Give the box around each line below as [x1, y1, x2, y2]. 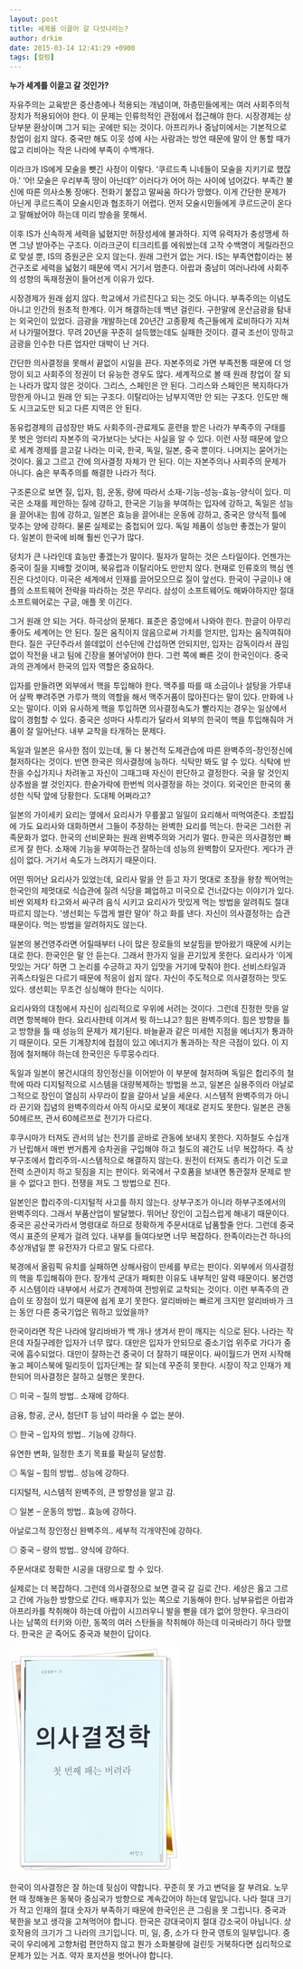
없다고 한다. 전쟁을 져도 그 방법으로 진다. [28, 1178, 171, 1189]
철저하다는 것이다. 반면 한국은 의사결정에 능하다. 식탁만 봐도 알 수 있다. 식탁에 [9, 757, 282, 767]
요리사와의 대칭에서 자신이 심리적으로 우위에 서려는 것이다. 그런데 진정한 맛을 [9, 1003, 280, 1014]
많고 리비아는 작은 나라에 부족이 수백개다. [9, 145, 155, 156]
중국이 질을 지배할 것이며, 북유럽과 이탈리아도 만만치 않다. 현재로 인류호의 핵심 [9, 563, 285, 574]
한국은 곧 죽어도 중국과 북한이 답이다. [21, 1628, 152, 1639]
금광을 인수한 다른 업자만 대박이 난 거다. [9, 338, 149, 349]
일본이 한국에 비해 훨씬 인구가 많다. [21, 532, 145, 543]
